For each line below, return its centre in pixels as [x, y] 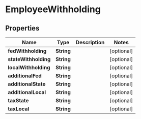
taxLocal [19, 109]
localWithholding [29, 67]
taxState [18, 100]
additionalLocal [27, 92]
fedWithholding [27, 51]
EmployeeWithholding [53, 9]
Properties [22, 28]
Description [90, 42]
